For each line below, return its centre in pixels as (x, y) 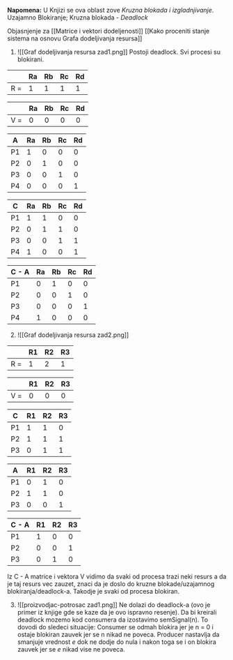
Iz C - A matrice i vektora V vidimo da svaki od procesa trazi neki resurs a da (117, 576)
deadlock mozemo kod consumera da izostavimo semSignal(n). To (113, 620)
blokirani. (31, 59)
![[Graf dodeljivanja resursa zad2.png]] (73, 335)
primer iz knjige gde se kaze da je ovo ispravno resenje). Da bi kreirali (117, 612)
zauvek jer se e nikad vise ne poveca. (71, 649)
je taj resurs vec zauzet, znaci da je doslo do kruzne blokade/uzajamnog (111, 584)
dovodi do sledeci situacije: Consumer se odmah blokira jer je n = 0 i (115, 627)
